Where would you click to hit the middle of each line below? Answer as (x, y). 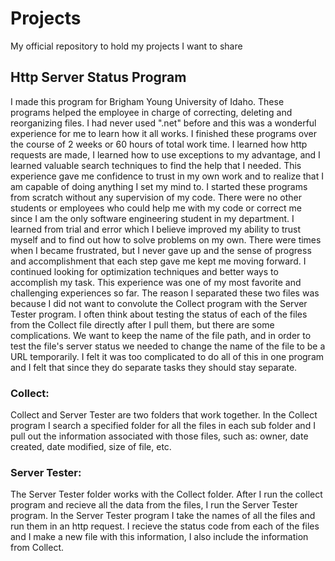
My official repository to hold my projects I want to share (126, 46)
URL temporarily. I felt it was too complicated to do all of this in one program (167, 356)
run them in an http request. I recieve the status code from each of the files (165, 526)
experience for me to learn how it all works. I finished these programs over (163, 133)
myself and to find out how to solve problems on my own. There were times (166, 239)
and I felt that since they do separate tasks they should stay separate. (154, 367)
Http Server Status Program (98, 77)
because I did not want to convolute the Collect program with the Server (159, 303)
